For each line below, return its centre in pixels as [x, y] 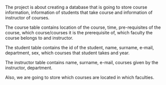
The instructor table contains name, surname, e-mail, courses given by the [82, 62]
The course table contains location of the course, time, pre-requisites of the [83, 27]
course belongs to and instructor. [39, 38]
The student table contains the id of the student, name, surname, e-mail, [80, 47]
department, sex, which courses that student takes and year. [67, 53]
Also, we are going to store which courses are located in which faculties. [80, 77]
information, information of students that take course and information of [79, 12]
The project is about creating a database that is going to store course [76, 7]
